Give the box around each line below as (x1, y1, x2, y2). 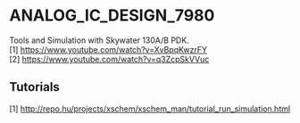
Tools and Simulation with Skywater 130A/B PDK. (9, 35, 189, 45)
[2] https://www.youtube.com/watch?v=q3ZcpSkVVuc (9, 53, 210, 64)
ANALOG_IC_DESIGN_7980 (9, 5, 215, 26)
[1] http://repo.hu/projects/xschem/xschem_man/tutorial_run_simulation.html (9, 103, 291, 114)
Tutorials (9, 79, 60, 94)
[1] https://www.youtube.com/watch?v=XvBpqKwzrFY (9, 44, 208, 54)
